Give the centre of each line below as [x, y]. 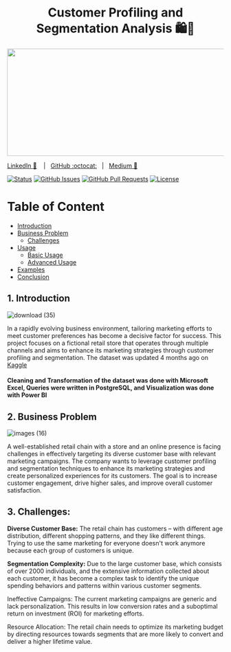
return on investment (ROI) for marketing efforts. [76, 614]
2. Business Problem [52, 417]
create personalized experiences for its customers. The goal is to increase [112, 476]
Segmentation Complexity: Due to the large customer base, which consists [114, 563]
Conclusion [33, 277]
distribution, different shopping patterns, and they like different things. [107, 536]
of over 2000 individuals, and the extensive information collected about [108, 571]
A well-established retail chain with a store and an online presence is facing [114, 447]
